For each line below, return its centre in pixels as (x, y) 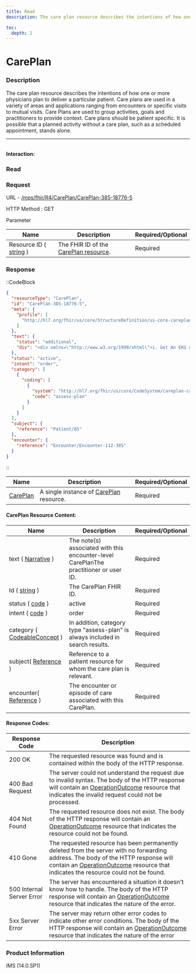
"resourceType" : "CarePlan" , (47, 299)
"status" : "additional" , (47, 342)
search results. (89, 644)
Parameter (19, 220)
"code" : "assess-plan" (60, 396)
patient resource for (96, 661)
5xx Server (24, 921)
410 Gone (23, 857)
